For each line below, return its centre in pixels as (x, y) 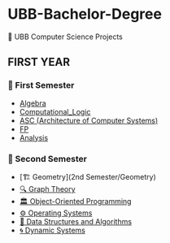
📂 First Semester (41, 85)
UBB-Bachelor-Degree (85, 14)
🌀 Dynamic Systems (52, 230)
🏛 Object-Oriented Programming (75, 201)
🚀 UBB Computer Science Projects (65, 37)
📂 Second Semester (47, 158)
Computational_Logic (55, 111)
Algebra (33, 103)
